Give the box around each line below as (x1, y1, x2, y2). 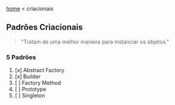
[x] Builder (14, 73, 41, 80)
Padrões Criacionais (6, 22, 83, 32)
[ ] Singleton (14, 92, 45, 99)
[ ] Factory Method (14, 79, 62, 87)
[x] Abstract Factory (14, 67, 65, 74)
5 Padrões (6, 53, 36, 61)
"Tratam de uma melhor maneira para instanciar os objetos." (20, 38, 169, 45)
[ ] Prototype (14, 86, 47, 93)
